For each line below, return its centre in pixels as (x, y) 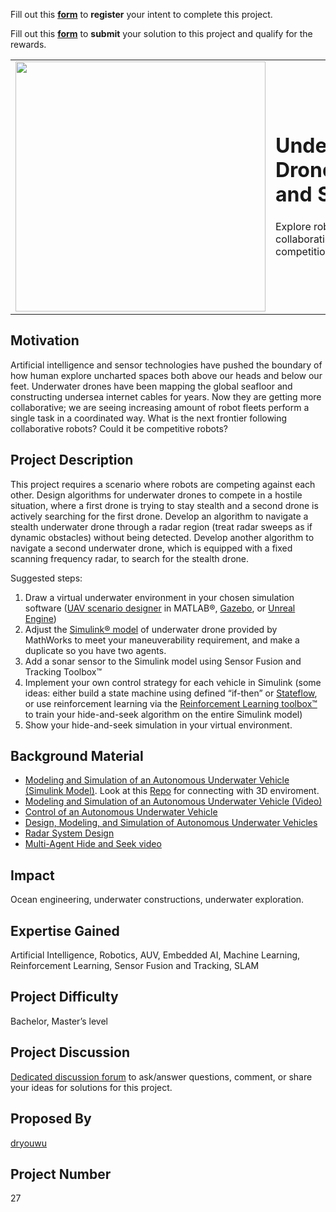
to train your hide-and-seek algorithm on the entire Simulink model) (163, 714)
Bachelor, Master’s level (59, 1021)
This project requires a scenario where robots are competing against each (163, 484)
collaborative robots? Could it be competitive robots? (119, 428)
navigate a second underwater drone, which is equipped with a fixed (151, 548)
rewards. (28, 44)
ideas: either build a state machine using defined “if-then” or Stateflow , (171, 693)
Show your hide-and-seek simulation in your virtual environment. (158, 725)
